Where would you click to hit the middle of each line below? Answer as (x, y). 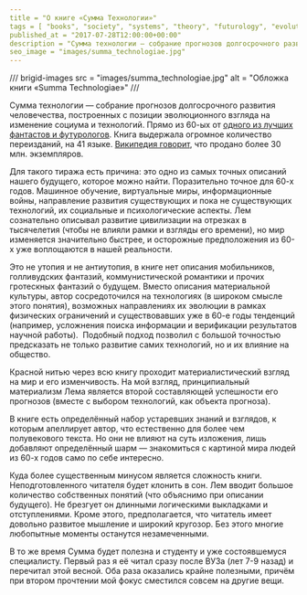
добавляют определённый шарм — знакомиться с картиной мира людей (153, 448)
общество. (30, 355)
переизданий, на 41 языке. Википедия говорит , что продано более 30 (145, 144)
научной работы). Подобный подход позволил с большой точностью (145, 335)
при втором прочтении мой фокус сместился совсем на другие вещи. (147, 580)
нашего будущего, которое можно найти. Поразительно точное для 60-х (152, 181)
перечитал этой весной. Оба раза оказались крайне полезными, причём (152, 571)
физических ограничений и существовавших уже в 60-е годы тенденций (152, 315)
